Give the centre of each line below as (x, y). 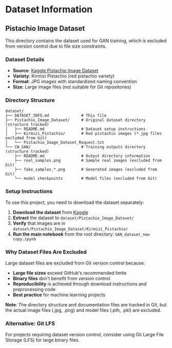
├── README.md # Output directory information (82, 156)
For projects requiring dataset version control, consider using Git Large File (85, 335)
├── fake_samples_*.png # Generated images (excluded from (86, 169)
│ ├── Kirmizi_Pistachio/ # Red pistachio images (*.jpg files (83, 133)
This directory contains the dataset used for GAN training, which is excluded (86, 41)
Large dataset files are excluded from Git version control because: (75, 263)
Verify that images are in (39, 223)
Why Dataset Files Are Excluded (46, 252)
